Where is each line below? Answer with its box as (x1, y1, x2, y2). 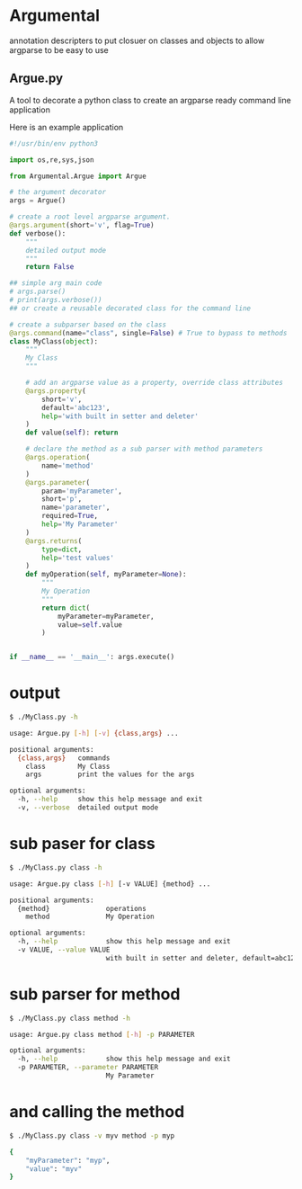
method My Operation (25, 912, 155, 922)
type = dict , (41, 545, 83, 554)
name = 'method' (41, 460, 94, 470)
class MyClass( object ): (9, 336, 99, 346)
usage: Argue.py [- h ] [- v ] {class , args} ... (9, 729, 179, 738)
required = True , (41, 512, 99, 521)
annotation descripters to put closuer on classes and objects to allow (9, 35, 265, 46)
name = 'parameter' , (41, 503, 111, 513)
